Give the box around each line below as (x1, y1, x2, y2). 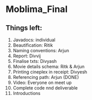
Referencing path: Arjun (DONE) (12, 74, 79, 80)
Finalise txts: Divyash (12, 58, 57, 64)
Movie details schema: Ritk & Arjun (12, 64, 84, 69)
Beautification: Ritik (12, 42, 53, 48)
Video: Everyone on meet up (12, 79, 72, 85)
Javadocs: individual (12, 37, 55, 43)
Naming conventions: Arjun (12, 48, 69, 53)
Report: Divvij (12, 53, 41, 59)
